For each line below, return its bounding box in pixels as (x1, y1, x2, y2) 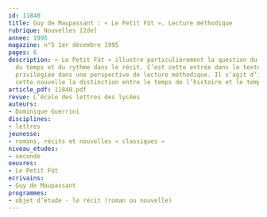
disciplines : (8, 115, 52, 123)
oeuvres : (8, 160, 37, 168)
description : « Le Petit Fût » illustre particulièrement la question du (8, 56, 258, 64)
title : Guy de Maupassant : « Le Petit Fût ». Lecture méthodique (8, 19, 233, 27)
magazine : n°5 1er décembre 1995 (8, 41, 119, 49)
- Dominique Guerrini (8, 108, 80, 116)
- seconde (8, 152, 41, 160)
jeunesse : (8, 130, 41, 138)
